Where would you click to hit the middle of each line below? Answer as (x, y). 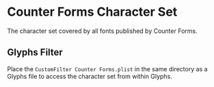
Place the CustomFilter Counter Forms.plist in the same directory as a (107, 69)
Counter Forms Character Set (92, 12)
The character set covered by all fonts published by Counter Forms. (102, 31)
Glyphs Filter (35, 52)
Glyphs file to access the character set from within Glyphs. (90, 76)
